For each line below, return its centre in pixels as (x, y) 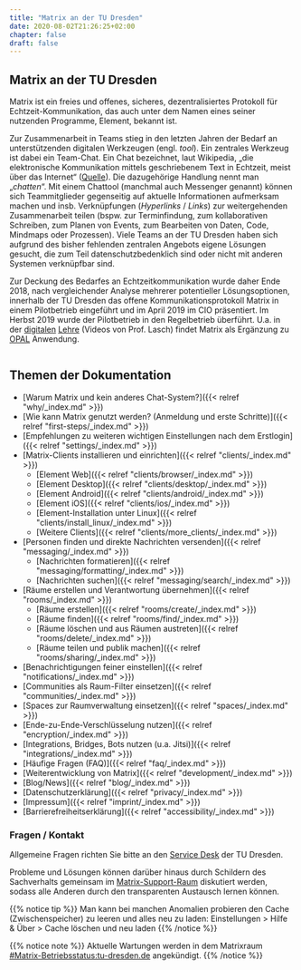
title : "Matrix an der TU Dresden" (76, 18)
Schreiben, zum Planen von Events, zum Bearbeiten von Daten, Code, (139, 225)
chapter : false (38, 34)
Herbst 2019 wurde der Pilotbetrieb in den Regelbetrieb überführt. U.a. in (145, 320)
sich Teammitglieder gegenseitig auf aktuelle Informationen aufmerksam (145, 197)
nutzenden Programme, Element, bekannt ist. (94, 121)
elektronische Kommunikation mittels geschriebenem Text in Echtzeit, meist (150, 168)
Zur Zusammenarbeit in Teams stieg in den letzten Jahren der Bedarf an (144, 139)
